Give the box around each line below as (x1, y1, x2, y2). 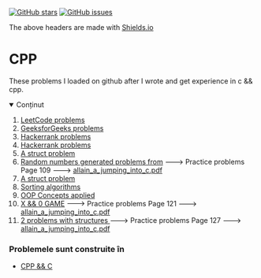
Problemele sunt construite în (9, 243, 125, 254)
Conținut (16, 99, 44, 109)
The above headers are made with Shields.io (9, 23, 154, 32)
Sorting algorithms (20, 182, 81, 191)
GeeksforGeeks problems (20, 123, 104, 133)
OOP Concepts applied (20, 190, 95, 200)
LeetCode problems (20, 115, 85, 124)
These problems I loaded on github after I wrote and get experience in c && (9, 76, 253, 86)
